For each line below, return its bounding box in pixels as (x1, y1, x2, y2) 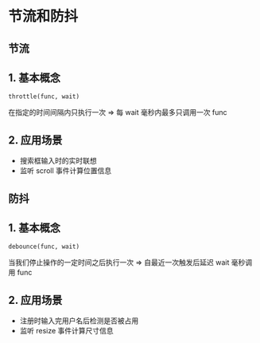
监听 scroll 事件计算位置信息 (19, 166, 112, 175)
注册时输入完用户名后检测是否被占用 (19, 316, 139, 325)
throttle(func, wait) (8, 93, 80, 101)
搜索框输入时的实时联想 (19, 156, 97, 166)
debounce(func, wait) (8, 242, 80, 251)
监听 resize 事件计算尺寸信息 (19, 326, 114, 336)
